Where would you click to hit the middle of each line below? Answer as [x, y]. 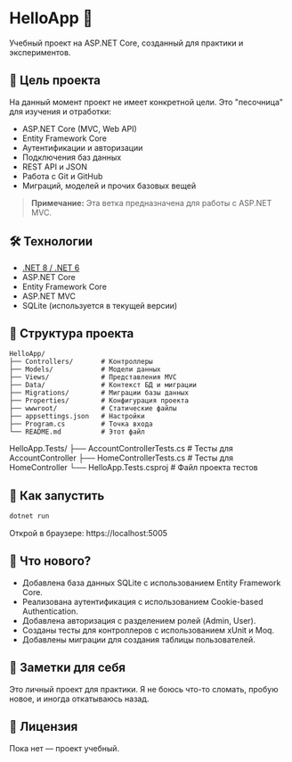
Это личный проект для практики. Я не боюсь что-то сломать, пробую [144, 689]
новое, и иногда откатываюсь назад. [79, 699]
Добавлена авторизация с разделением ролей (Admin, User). [139, 620]
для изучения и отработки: [60, 112]
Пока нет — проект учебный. [65, 748]
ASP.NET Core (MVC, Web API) [79, 128]
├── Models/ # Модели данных [85, 369]
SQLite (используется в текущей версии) [100, 305]
